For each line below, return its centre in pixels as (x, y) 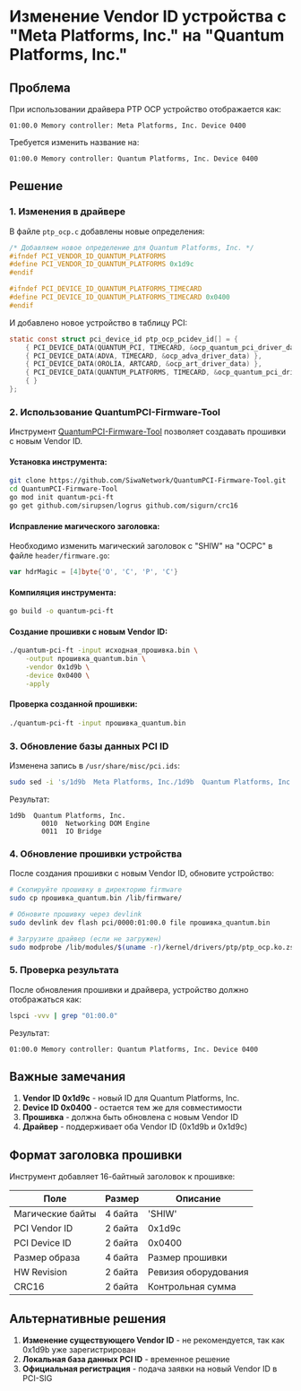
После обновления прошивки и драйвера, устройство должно (129, 989)
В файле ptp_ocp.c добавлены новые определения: (107, 231)
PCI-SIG (37, 1378)
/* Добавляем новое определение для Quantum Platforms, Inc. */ (132, 248)
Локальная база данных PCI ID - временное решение (126, 1360)
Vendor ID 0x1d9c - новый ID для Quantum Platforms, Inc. (131, 1098)
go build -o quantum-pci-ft (62, 612)
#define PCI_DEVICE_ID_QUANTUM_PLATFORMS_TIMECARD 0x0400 (120, 298)
